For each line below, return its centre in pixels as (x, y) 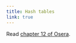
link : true (20, 17)
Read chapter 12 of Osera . (38, 34)
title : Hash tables (31, 11)
